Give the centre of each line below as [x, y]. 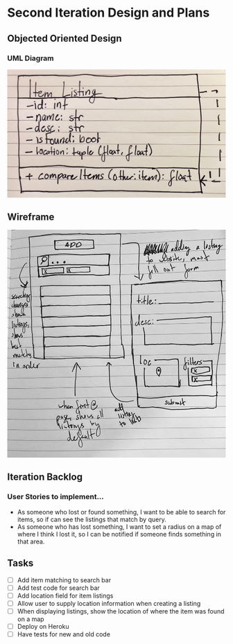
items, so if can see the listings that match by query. [92, 519]
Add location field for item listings [65, 595]
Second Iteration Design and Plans [109, 13]
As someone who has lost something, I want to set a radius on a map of [119, 526]
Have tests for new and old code [64, 634]
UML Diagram [31, 58]
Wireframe [31, 217]
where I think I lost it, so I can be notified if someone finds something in [119, 534]
